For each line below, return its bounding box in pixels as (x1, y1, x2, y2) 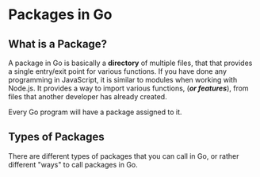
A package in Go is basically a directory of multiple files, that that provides (8, 58, 253, 67)
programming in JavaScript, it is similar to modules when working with (8, 75, 238, 84)
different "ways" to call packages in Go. (8, 160, 139, 169)
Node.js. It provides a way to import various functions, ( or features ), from (8, 83, 249, 93)
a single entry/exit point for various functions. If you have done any (8, 67, 227, 76)
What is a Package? (8, 37, 108, 51)
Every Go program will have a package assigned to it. (8, 107, 182, 117)
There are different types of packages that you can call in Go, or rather (8, 151, 239, 160)
